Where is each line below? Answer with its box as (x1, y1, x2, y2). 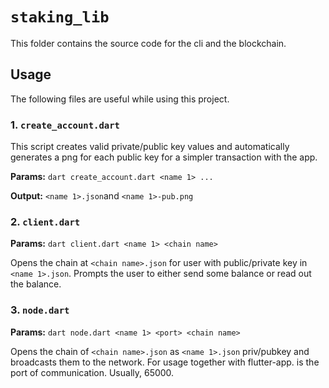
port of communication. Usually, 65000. (10, 366, 175, 378)
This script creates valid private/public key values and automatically (10, 141, 290, 153)
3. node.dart (10, 303, 70, 317)
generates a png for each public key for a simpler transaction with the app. (10, 151, 318, 163)
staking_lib (10, 8, 110, 27)
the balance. (10, 278, 62, 290)
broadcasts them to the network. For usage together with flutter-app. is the (10, 356, 320, 368)
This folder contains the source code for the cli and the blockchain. (10, 37, 287, 49)
